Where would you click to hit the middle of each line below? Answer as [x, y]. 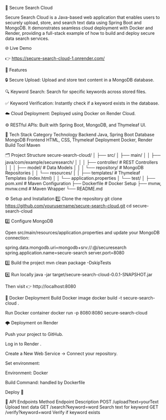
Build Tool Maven [23, 145]
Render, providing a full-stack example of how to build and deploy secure [80, 33]
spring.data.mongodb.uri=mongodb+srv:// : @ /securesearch [66, 247]
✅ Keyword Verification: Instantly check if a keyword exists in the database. [82, 103]
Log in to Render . [23, 344]
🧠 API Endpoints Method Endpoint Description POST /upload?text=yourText [82, 402]
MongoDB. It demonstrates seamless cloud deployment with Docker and [79, 28]
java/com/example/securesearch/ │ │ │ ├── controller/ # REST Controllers [82, 162]
